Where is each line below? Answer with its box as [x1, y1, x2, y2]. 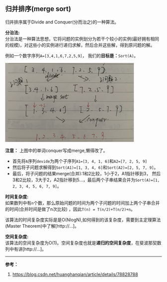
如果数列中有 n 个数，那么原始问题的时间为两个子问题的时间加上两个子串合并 [5, 200, 160, 206]
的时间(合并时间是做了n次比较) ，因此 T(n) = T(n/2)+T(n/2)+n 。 [5, 206, 135, 212]
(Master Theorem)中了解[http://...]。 [5, 223, 80, 229]
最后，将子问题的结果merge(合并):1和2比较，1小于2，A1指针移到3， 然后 [12, 170, 161, 176]
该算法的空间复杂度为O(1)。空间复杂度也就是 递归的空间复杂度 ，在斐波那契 [5, 240, 158, 246]
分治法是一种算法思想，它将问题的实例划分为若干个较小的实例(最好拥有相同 [5, 35, 160, 41]
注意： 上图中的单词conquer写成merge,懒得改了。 [5, 147, 108, 153]
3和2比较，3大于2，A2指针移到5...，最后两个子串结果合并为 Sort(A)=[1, [12, 177, 160, 183]
